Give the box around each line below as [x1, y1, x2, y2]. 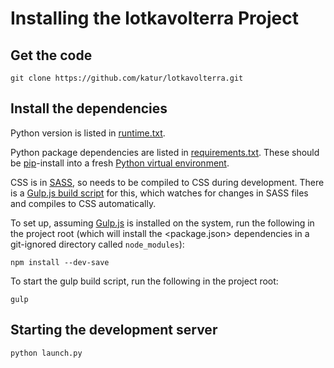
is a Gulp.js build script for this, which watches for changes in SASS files [10, 187, 309, 199]
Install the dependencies [10, 100, 168, 117]
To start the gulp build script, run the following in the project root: [10, 275, 279, 287]
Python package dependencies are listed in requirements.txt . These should [10, 146, 320, 158]
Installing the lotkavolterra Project [10, 7, 299, 30]
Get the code [10, 47, 93, 64]
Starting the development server [10, 322, 218, 339]
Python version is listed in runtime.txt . [10, 127, 166, 139]
